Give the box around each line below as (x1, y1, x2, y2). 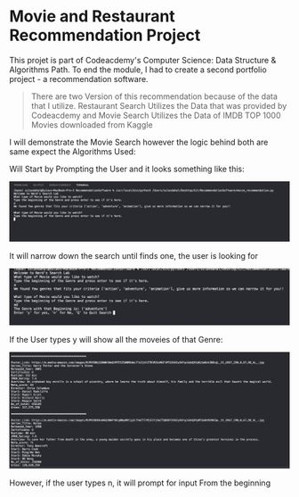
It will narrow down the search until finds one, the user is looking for (9, 251, 258, 261)
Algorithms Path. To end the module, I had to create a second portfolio (9, 64, 267, 75)
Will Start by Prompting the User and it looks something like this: (9, 163, 245, 174)
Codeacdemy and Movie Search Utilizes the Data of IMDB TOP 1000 (30, 110, 281, 120)
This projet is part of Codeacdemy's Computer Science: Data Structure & (9, 54, 277, 65)
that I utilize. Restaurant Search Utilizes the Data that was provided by (30, 100, 287, 111)
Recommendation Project (9, 25, 201, 46)
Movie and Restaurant (9, 6, 175, 27)
